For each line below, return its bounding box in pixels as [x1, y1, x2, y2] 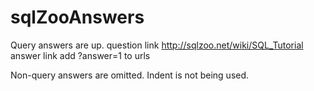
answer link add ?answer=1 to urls [10, 49, 151, 61]
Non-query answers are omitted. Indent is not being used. [10, 69, 250, 81]
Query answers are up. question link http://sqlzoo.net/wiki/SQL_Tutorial [10, 39, 304, 51]
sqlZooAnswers [10, 6, 145, 29]
